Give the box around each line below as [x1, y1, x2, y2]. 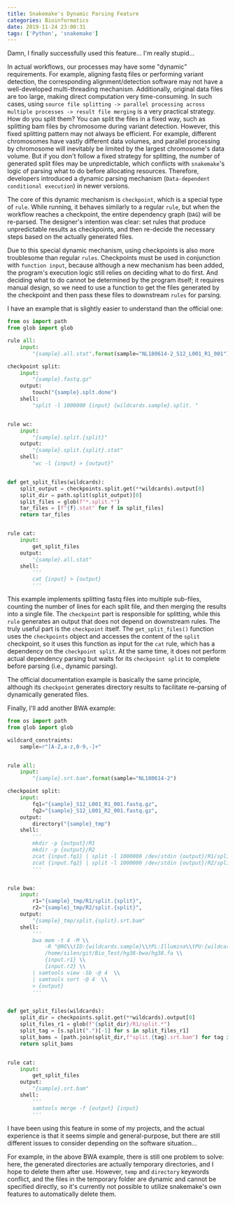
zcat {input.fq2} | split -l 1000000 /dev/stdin [32, 859, 177, 866]
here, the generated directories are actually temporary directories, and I [7, 1159, 214, 1168]
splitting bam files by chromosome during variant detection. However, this [7, 122, 220, 130]
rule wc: [7, 421, 33, 428]
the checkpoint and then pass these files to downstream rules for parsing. [7, 291, 222, 299]
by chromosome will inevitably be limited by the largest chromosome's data [7, 144, 225, 153]
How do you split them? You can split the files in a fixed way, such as [7, 115, 206, 123]
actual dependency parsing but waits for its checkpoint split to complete [7, 655, 220, 662]
